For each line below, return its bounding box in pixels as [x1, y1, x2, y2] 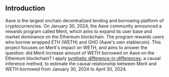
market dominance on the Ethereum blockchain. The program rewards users [5, 33, 164, 40]
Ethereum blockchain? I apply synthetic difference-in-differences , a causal [5, 55, 161, 61]
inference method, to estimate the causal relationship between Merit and [5, 60, 157, 66]
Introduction [5, 4, 46, 13]
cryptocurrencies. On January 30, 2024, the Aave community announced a [5, 23, 162, 29]
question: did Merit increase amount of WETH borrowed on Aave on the [5, 50, 155, 56]
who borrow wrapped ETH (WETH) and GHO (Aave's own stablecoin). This [5, 39, 161, 45]
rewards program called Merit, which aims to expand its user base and [5, 28, 152, 34]
